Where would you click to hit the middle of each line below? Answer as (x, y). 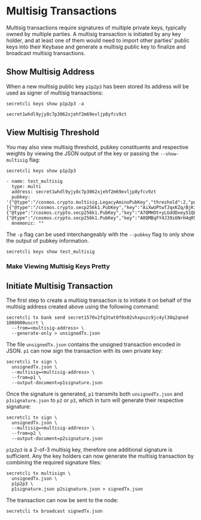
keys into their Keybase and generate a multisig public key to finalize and (96, 47)
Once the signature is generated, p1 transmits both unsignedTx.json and (95, 394)
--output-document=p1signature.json (57, 383)
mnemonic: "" (28, 223)
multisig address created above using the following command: (83, 307)
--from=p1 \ (27, 378)
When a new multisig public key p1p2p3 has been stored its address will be (98, 86)
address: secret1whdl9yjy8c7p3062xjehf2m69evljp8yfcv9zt (84, 192)
